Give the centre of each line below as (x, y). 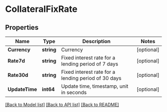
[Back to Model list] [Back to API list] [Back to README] (62, 105)
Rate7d (16, 61)
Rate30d (18, 75)
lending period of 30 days (91, 78)
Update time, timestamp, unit (95, 86)
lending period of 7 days (90, 64)
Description (96, 41)
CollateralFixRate (42, 9)
